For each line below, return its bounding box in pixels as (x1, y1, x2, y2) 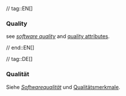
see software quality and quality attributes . (6, 33, 110, 40)
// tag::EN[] (6, 5, 33, 12)
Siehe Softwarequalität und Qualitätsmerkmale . (6, 83, 121, 90)
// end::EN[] (6, 44, 35, 52)
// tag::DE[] (6, 56, 33, 63)
